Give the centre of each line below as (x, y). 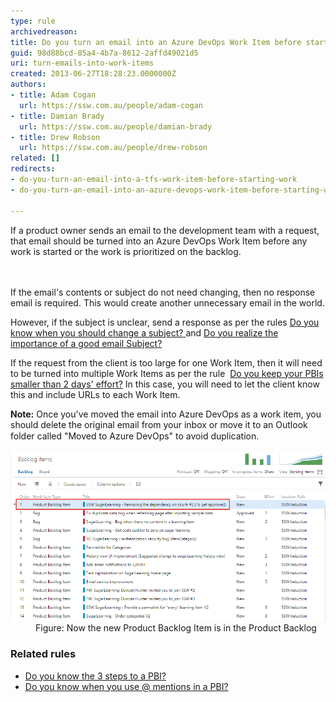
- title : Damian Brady (57, 116)
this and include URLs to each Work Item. (95, 394)
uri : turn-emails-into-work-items (82, 63)
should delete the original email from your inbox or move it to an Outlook (159, 424)
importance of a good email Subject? (86, 343)
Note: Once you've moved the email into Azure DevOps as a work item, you (166, 414)
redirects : (33, 169)
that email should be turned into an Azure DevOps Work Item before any (159, 241)
